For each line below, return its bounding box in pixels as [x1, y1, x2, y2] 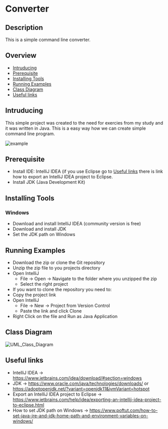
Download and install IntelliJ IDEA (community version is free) [12, 221, 141, 227]
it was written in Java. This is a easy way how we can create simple [5, 125, 146, 131]
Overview [5, 51, 37, 60]
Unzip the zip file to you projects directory [12, 264, 101, 271]
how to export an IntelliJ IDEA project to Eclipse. [12, 174, 113, 180]
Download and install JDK [12, 226, 67, 232]
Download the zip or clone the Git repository [12, 259, 105, 265]
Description [5, 23, 43, 32]
